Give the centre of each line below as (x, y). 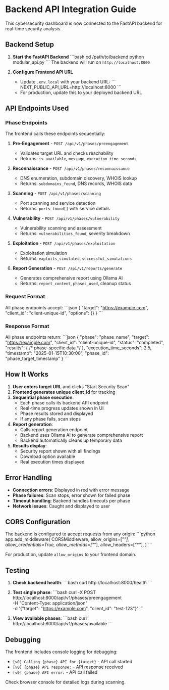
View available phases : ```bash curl (50, 618)
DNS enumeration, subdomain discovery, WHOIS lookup (78, 178)
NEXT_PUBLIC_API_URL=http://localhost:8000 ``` (71, 87)
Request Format (25, 297)
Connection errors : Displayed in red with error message (71, 490)
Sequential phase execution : (43, 397)
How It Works (27, 374)
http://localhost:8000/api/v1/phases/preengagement (67, 598)
